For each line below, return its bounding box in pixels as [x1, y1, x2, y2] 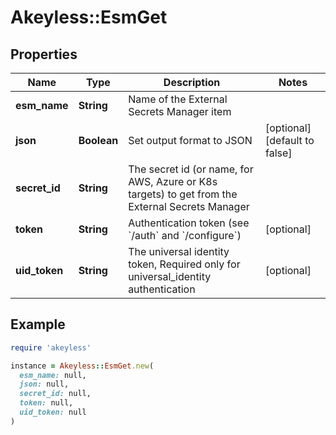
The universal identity [128, 245, 230, 258]
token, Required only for [128, 257, 241, 271]
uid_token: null [19, 407, 87, 418]
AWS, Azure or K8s [128, 175, 218, 188]
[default [265, 134, 303, 147]
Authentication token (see [128, 216, 250, 230]
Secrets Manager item [128, 105, 232, 118]
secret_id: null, [19, 389, 92, 399]
